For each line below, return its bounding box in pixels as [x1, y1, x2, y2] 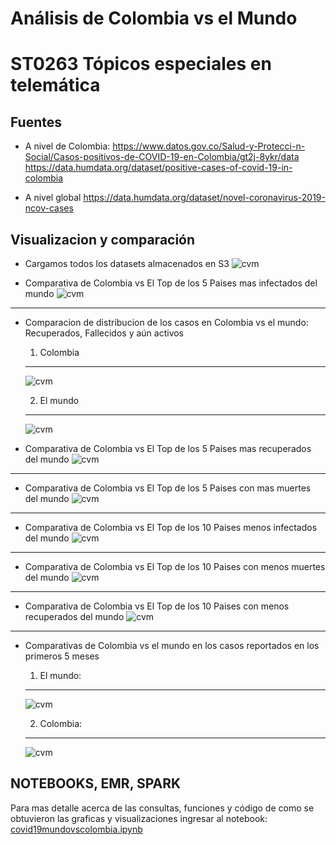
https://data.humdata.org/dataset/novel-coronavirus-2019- [83, 192, 326, 204]
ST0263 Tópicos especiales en [10, 53, 272, 76]
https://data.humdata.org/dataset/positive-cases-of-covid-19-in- [24, 162, 293, 174]
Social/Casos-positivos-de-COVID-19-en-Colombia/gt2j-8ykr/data [24, 151, 300, 163]
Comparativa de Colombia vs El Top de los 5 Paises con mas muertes [24, 482, 312, 494]
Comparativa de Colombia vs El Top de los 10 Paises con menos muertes [24, 561, 326, 572]
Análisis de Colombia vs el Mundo [10, 7, 298, 30]
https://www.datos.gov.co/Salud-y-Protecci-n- [112, 140, 306, 152]
